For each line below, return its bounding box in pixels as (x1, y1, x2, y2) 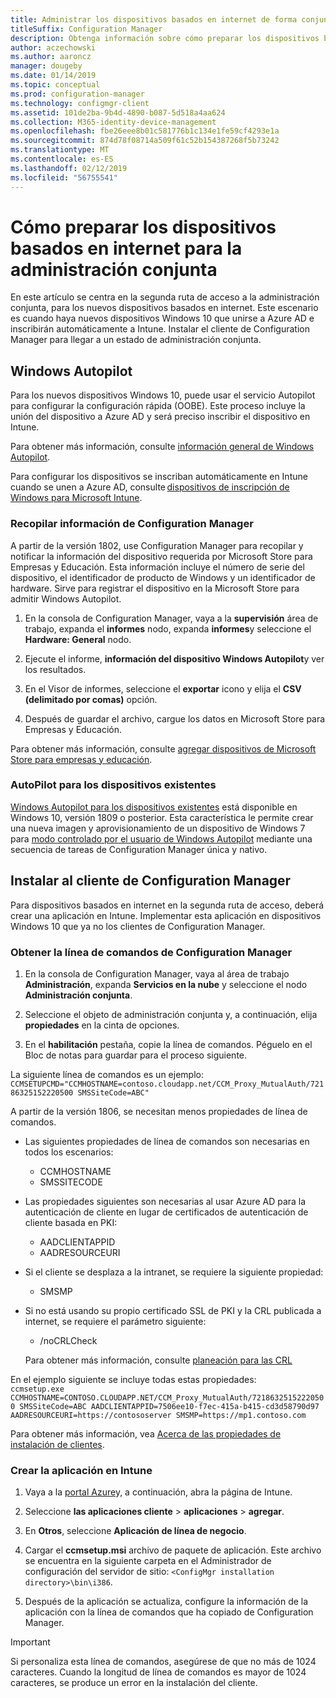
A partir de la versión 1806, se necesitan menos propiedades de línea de (10, 1105, 308, 1117)
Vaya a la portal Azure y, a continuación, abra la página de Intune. (24, 1486, 293, 1498)
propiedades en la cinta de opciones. (24, 1019, 180, 1031)
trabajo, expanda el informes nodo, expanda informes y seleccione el (24, 622, 312, 635)
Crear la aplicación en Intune (10, 1463, 153, 1477)
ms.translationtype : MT (10, 145, 110, 155)
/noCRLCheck (39, 1334, 98, 1346)
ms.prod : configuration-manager (10, 89, 145, 99)
